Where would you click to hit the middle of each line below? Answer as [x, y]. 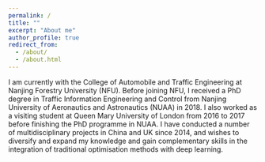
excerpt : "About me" [42, 30]
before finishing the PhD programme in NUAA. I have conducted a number [129, 124]
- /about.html [38, 60]
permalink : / [30, 15]
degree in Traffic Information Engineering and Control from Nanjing [117, 99]
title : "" [25, 23]
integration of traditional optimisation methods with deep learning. [116, 149]
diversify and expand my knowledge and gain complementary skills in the [128, 141]
